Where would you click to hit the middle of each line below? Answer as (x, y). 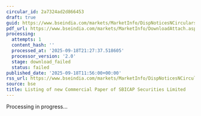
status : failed (31, 67)
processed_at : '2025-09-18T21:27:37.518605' (68, 51)
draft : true (21, 17)
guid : (13, 23)
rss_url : (17, 78)
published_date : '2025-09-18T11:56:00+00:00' (64, 73)
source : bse (21, 84)
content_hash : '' (33, 45)
